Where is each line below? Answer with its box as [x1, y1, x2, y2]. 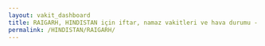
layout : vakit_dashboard [8, 11, 91, 19]
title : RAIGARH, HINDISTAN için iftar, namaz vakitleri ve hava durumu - [8, 19, 259, 27]
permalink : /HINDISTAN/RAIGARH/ [8, 26, 115, 34]
